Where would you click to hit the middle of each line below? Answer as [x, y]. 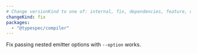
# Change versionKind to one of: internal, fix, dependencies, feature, [97, 11]
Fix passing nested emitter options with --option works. [74, 45]
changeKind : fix [26, 17]
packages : [18, 22]
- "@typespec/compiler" [40, 28]
